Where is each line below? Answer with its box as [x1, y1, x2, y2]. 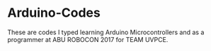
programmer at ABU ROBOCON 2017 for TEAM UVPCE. [7, 35, 169, 43]
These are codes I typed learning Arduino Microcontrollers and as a [7, 28, 205, 36]
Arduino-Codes [7, 5, 101, 21]
